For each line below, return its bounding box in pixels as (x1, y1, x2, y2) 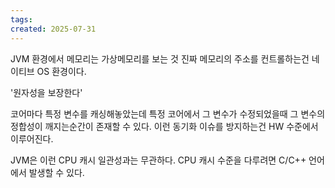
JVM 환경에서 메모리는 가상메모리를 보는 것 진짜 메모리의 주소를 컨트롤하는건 (10, 52, 310, 65)
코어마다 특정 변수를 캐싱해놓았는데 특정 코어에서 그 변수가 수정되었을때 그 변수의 (10, 107, 326, 120)
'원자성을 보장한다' (10, 86, 83, 98)
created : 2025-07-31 (10, 24, 97, 34)
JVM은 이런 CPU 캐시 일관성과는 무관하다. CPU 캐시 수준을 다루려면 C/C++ (10, 154, 307, 166)
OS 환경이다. (36, 65, 87, 77)
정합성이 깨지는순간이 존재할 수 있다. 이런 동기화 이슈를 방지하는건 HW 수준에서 (10, 120, 319, 132)
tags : (10, 14, 33, 25)
